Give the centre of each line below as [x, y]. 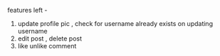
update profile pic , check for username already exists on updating [115, 23]
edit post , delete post [50, 38]
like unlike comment [47, 46]
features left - [27, 10]
